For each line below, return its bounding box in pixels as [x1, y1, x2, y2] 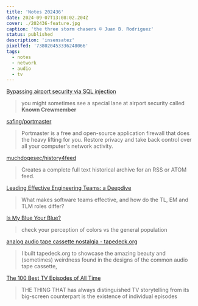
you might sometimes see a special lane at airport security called [21, 100, 185, 107]
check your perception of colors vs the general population [21, 226, 168, 234]
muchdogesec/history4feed [6, 155, 77, 162]
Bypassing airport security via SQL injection [6, 88, 117, 95]
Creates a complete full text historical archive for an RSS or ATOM [21, 166, 187, 173]
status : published [6, 32, 53, 38]
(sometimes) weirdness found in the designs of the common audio [21, 256, 188, 263]
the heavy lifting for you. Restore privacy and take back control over [21, 136, 192, 144]
